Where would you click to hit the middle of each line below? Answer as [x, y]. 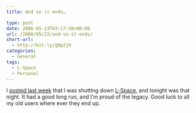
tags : [13, 62]
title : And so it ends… [36, 12]
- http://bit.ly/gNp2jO [41, 45]
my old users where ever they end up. [53, 103]
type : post [20, 23]
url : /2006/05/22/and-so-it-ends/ [50, 34]
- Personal [25, 73]
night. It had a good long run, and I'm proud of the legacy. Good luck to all [98, 97]
